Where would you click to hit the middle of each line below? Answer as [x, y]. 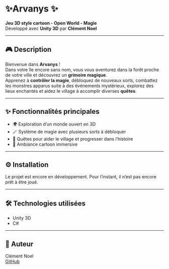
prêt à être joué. [22, 182]
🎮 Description [28, 50]
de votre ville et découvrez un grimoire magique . [56, 75]
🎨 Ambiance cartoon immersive [45, 144]
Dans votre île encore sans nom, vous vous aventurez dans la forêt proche [82, 70]
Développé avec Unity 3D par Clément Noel [51, 28]
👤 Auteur [19, 244]
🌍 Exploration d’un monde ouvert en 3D [54, 124]
